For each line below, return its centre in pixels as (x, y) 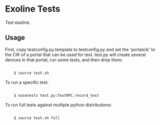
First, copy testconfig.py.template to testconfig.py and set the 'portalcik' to (80, 49)
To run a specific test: (27, 82)
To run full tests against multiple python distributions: (59, 105)
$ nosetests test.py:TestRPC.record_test (56, 95)
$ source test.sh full (37, 118)
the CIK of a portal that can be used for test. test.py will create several (75, 54)
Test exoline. (18, 22)
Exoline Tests (33, 9)
